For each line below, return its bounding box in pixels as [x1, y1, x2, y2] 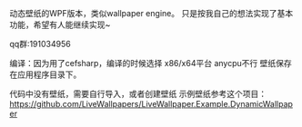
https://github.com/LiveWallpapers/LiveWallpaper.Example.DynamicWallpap [9, 99, 294, 109]
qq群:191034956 [9, 39, 71, 49]
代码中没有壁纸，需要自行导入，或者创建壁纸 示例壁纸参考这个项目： [9, 89, 267, 99]
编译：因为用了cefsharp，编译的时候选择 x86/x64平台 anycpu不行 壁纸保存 [9, 58, 293, 68]
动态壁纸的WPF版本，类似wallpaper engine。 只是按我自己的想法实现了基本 [9, 8, 294, 18]
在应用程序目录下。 [9, 69, 82, 80]
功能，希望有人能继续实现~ [9, 19, 111, 30]
